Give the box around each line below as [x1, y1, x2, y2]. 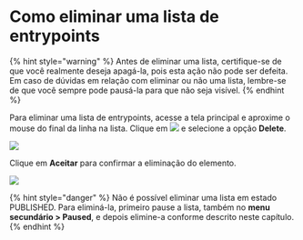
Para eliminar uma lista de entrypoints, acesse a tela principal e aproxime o [9, 112, 291, 123]
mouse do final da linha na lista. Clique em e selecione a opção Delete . [9, 123, 287, 134]
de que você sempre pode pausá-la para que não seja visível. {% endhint [9, 85, 285, 95]
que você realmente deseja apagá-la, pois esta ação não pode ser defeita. [9, 65, 288, 76]
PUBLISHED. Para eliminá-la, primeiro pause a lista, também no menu [9, 202, 270, 213]
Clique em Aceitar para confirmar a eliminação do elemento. [9, 157, 237, 168]
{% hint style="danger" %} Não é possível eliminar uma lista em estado [9, 192, 278, 203]
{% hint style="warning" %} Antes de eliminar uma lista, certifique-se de [9, 55, 282, 66]
